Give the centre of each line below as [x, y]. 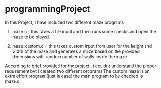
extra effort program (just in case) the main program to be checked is [74, 76]
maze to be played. [31, 37]
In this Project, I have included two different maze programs [65, 22]
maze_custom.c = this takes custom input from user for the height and [82, 46]
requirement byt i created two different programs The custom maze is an [77, 71]
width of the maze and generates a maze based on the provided [76, 51]
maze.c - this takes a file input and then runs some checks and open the [84, 31]
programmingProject [48, 9]
